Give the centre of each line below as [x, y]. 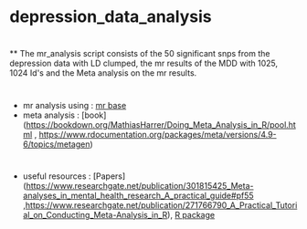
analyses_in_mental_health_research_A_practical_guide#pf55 [138, 195]
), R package [191, 214]
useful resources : [57, 176]
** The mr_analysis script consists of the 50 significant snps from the [140, 54]
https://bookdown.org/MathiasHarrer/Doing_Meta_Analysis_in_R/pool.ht [161, 124]
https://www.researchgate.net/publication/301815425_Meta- [140, 185]
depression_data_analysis [111, 17]
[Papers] [109, 176]
